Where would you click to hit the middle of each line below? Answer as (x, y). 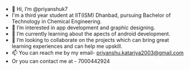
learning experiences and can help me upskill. (67, 46)
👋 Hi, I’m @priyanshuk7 (40, 9)
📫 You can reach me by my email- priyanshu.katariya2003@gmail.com (98, 53)
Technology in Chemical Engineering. (57, 21)
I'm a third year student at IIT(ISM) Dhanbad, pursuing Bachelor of (91, 15)
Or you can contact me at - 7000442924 (61, 61)
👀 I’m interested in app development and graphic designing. (83, 27)
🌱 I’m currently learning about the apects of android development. (91, 34)
